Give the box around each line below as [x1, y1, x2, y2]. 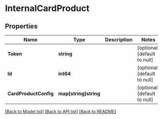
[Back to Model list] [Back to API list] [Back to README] [5, 109, 116, 114]
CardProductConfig [7, 90, 54, 97]
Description [105, 37, 133, 43]
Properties [5, 22, 38, 30]
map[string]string [58, 90, 100, 97]
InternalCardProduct [5, 3, 90, 14]
